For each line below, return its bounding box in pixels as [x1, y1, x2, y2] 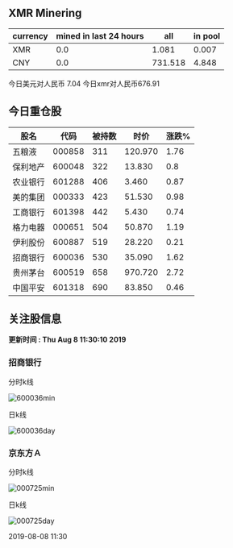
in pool [193, 30, 220, 41]
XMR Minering [8, 6, 82, 20]
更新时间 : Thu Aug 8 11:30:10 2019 [8, 334, 127, 345]
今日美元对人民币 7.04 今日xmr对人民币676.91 [8, 78, 160, 88]
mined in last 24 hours [56, 30, 144, 41]
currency [12, 30, 48, 41]
